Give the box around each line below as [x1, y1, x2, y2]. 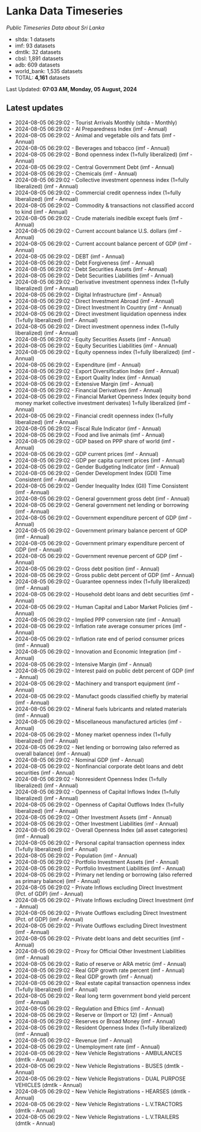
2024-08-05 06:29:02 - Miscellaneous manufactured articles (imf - [14, 718, 182, 725]
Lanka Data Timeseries [6, 4, 123, 18]
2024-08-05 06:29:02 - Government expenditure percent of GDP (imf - [14, 514, 192, 521]
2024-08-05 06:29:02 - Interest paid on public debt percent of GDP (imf [14, 667, 194, 674]
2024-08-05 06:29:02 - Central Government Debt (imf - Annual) [14, 163, 175, 170]
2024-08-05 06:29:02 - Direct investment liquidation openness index [14, 310, 187, 317]
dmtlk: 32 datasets [14, 48, 61, 55]
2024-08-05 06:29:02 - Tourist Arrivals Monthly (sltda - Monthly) [14, 119, 178, 126]
